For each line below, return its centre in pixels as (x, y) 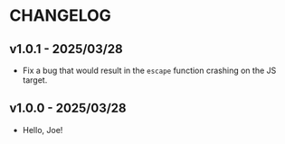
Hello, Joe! (43, 130)
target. (35, 80)
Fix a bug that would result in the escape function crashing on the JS (149, 70)
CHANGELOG (60, 16)
